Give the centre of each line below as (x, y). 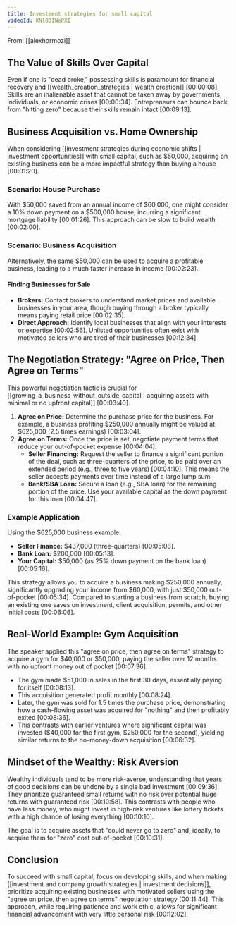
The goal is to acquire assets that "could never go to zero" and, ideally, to (114, 830)
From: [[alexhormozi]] (39, 40)
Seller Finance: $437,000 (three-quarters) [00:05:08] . (96, 546)
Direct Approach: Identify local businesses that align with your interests (122, 322)
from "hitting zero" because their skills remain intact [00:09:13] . (99, 109)
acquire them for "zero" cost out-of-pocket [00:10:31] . (86, 838)
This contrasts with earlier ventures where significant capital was (112, 725)
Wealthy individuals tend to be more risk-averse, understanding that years (115, 779)
